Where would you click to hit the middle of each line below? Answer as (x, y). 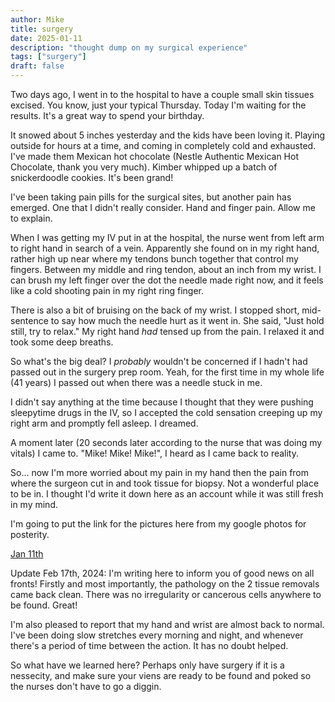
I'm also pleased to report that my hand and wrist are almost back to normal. (167, 624)
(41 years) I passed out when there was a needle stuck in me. (136, 382)
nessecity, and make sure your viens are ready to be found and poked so (161, 675)
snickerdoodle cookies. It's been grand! (92, 177)
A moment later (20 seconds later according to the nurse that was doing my (166, 442)
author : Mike (37, 19)
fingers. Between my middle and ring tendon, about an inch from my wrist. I (166, 269)
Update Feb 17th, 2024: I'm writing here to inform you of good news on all (162, 573)
